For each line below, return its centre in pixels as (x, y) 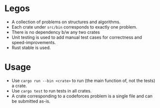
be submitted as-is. (31, 101)
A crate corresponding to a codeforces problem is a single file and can (82, 96)
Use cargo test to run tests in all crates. (51, 91)
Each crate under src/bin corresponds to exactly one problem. (74, 27)
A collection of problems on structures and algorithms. (66, 22)
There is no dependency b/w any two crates (56, 32)
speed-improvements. (34, 42)
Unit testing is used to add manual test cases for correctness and (77, 37)
